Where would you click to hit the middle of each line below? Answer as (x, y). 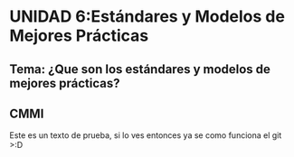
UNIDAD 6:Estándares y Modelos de (147, 17)
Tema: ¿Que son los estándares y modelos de (140, 69)
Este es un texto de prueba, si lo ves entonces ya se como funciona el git (146, 135)
